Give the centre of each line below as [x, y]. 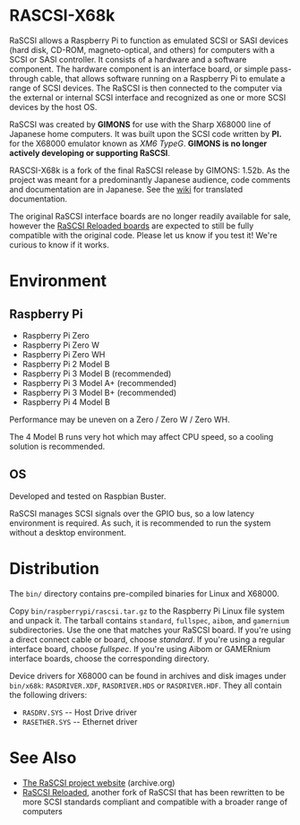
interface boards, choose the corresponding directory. [110, 658]
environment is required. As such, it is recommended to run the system [140, 523]
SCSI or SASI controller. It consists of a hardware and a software [128, 59]
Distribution [55, 568]
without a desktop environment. [68, 532]
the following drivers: [48, 694]
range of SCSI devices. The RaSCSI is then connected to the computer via [146, 88]
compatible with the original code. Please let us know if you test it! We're [143, 235]
